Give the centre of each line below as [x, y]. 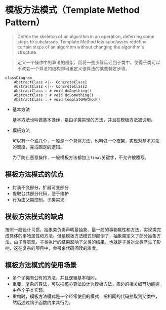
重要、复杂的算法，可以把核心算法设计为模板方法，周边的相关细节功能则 [86, 284]
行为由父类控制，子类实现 [38, 199]
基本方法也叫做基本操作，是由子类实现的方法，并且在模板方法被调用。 [84, 119]
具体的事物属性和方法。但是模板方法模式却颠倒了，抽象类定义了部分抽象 [83, 235]
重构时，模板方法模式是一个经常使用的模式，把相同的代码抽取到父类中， [86, 296]
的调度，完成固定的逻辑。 [38, 147]
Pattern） [25, 22]
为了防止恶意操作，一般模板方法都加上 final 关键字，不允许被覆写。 [81, 157]
